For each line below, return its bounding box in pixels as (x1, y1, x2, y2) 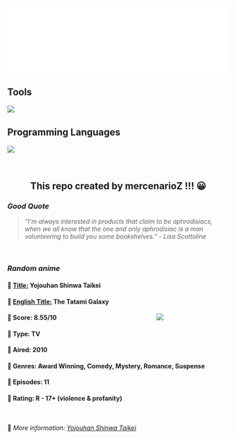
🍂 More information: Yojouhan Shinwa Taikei (7, 423, 136, 432)
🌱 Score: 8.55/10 (7, 313, 57, 322)
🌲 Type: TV (7, 330, 41, 338)
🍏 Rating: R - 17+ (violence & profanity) (7, 394, 122, 403)
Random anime (7, 263, 61, 273)
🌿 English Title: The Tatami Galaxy (7, 297, 109, 306)
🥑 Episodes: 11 (7, 378, 50, 386)
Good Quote (7, 201, 49, 211)
